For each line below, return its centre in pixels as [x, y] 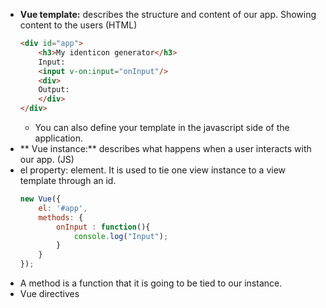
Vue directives [49, 293]
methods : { [61, 217]
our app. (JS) [47, 159]
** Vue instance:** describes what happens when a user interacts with [165, 148]
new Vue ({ [40, 199]
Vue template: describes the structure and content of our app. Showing [168, 14]
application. [59, 138]
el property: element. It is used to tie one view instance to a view [153, 170]
